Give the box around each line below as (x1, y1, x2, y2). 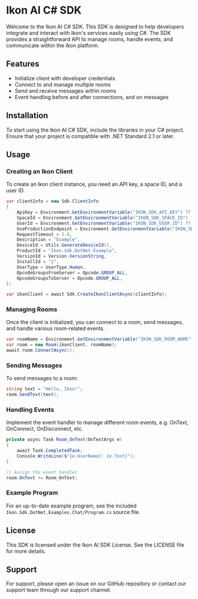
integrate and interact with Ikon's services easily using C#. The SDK (6, 29, 171, 36)
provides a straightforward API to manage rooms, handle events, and (6, 35, 173, 42)
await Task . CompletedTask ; (16, 448, 83, 454)
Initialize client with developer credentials (14, 74, 115, 81)
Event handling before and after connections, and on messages (14, 93, 169, 100)
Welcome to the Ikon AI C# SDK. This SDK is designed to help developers (6, 23, 184, 30)
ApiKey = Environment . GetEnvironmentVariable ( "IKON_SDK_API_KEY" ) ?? (16, 210, 192, 215)
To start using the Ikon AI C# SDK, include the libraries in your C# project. (6, 126, 184, 133)
